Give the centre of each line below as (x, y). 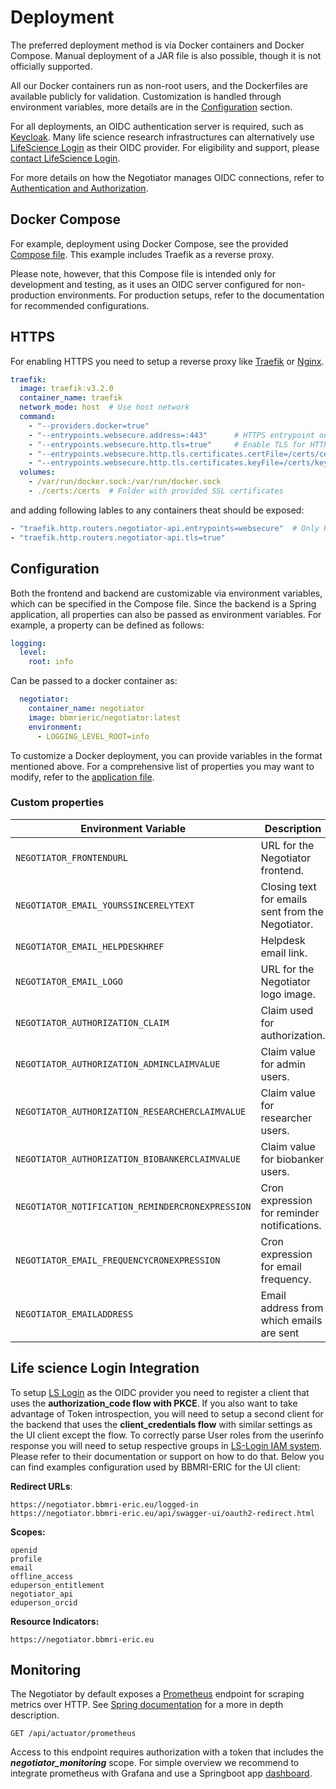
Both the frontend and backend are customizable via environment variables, (166, 593)
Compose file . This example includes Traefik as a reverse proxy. (142, 254)
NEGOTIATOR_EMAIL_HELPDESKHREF (90, 946)
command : (37, 417)
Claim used (287, 1010)
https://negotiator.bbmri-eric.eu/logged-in (104, 1504)
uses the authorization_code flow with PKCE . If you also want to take (154, 1403)
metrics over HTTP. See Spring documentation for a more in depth (147, 1705)
